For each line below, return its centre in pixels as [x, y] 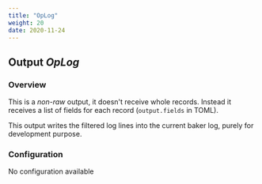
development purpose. [45, 134]
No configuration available [51, 171]
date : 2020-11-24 [37, 30]
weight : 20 [26, 23]
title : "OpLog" [33, 15]
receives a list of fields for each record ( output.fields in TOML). [114, 111]
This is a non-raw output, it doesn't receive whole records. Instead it [120, 102]
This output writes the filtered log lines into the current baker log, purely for [131, 126]
